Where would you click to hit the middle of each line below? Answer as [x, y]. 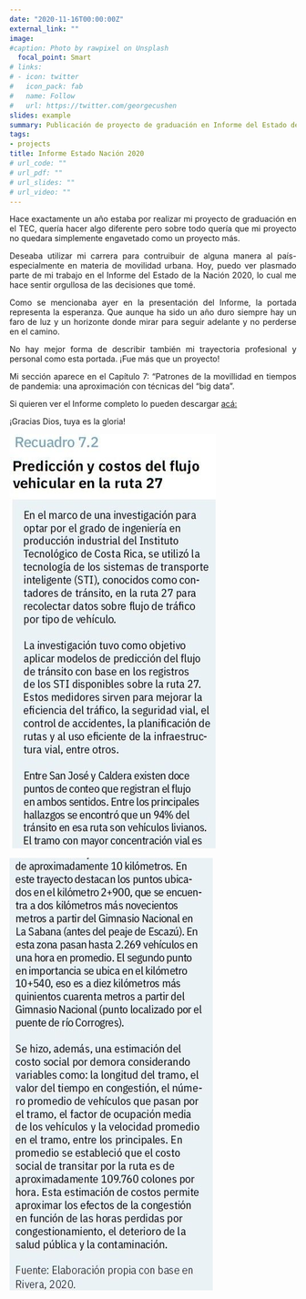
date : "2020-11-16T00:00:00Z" [67, 19]
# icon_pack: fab [46, 86]
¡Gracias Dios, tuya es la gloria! [67, 421]
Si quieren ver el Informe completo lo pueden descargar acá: [123, 404]
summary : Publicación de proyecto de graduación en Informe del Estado [148, 125]
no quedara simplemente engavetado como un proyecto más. [125, 238]
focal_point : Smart [55, 58]
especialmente [37, 266]
